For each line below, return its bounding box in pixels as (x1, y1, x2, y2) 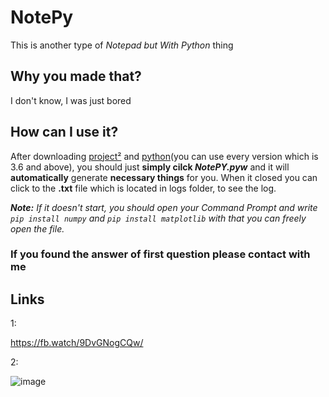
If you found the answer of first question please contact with (10, 247, 311, 261)
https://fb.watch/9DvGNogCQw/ (10, 337, 144, 349)
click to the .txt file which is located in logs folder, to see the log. (10, 182, 277, 194)
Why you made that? (10, 68, 142, 85)
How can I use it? (10, 124, 119, 141)
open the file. (10, 222, 65, 235)
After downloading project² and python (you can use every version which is (10, 150, 319, 162)
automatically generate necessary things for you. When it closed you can (10, 171, 318, 183)
